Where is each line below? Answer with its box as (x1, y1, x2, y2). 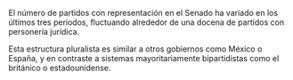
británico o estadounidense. (8, 62, 111, 73)
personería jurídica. (8, 27, 80, 36)
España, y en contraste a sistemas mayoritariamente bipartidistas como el (8, 53, 280, 63)
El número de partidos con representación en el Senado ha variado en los (8, 8, 278, 18)
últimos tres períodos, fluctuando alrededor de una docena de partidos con (8, 17, 285, 28)
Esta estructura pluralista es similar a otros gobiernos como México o (8, 44, 263, 54)
